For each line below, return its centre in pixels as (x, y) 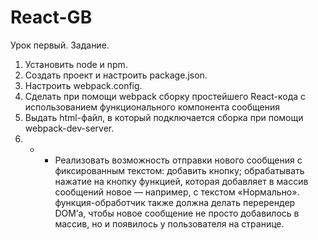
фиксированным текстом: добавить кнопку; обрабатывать (179, 170)
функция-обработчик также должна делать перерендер (175, 202)
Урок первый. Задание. (60, 45)
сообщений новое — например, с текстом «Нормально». (177, 192)
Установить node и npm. (76, 64)
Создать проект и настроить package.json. (116, 75)
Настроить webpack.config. (83, 85)
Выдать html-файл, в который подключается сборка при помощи (164, 117)
